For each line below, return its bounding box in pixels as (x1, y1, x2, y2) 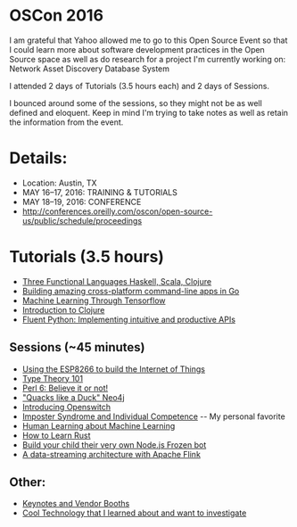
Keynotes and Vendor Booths (21, 498, 130, 509)
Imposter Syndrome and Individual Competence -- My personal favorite (21, 411, 285, 422)
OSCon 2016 (9, 5, 104, 26)
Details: (9, 148, 68, 169)
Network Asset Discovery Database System (9, 63, 170, 74)
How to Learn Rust (21, 430, 91, 441)
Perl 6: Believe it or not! (21, 383, 109, 393)
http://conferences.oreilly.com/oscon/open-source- (21, 206, 213, 217)
